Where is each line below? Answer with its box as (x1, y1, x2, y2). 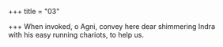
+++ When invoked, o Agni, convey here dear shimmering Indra (8, 22, 216, 31)
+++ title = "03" (8, 7, 60, 16)
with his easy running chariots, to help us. (8, 31, 145, 39)
